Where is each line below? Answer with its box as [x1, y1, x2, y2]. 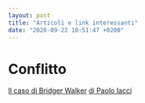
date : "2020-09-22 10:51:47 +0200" [8, 26, 125, 34]
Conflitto [8, 60, 67, 78]
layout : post [8, 11, 51, 20]
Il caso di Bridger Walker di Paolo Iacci [8, 86, 132, 95]
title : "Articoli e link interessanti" [8, 19, 139, 27]
